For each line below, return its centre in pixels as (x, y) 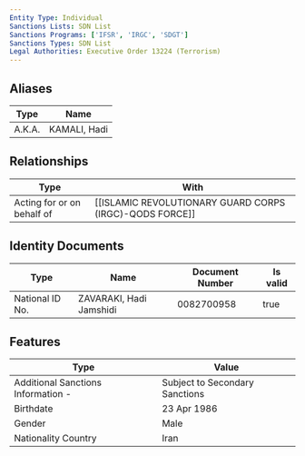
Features (35, 342)
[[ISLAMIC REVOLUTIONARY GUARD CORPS (190, 203)
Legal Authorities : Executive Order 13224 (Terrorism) (115, 52)
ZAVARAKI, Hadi (113, 298)
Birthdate (34, 409)
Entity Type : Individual (56, 18)
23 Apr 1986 (190, 409)
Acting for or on (48, 203)
